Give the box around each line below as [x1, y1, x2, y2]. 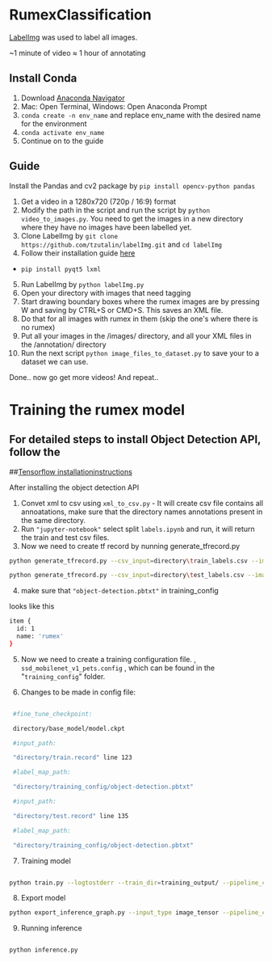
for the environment [20, 119, 87, 129]
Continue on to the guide [20, 136, 104, 146]
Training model [20, 855, 71, 866]
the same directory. [20, 515, 86, 525]
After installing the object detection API [9, 483, 140, 492]
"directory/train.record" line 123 [12, 753, 132, 762]
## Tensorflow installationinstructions [9, 466, 132, 476]
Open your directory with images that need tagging [20, 288, 191, 297]
